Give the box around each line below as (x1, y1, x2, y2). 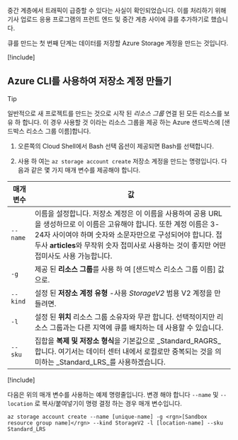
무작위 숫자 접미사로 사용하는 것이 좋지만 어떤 (84, 240, 227, 250)
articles (49, 240, 76, 250)
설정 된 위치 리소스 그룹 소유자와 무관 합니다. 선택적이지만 (34, 312, 215, 322)
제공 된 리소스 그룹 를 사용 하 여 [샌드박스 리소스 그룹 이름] (34, 264, 216, 274)
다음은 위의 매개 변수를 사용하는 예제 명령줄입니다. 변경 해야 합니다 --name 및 (7, 390, 219, 398)
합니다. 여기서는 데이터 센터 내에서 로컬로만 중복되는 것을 (34, 346, 214, 356)
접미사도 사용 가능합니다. (34, 250, 113, 260)
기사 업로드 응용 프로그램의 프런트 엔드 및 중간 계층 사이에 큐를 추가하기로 (7, 15, 210, 23)
